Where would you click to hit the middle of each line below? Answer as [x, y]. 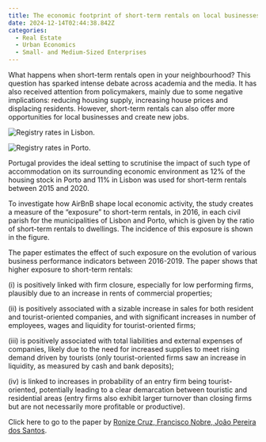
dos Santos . [28, 430]
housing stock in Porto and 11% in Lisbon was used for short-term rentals [127, 180]
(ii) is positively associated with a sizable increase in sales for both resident [131, 309]
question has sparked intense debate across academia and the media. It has [133, 83]
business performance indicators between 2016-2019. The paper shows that [133, 261]
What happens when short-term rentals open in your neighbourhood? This [129, 75]
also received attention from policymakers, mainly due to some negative [125, 91]
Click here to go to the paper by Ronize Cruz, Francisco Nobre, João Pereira [132, 422]
